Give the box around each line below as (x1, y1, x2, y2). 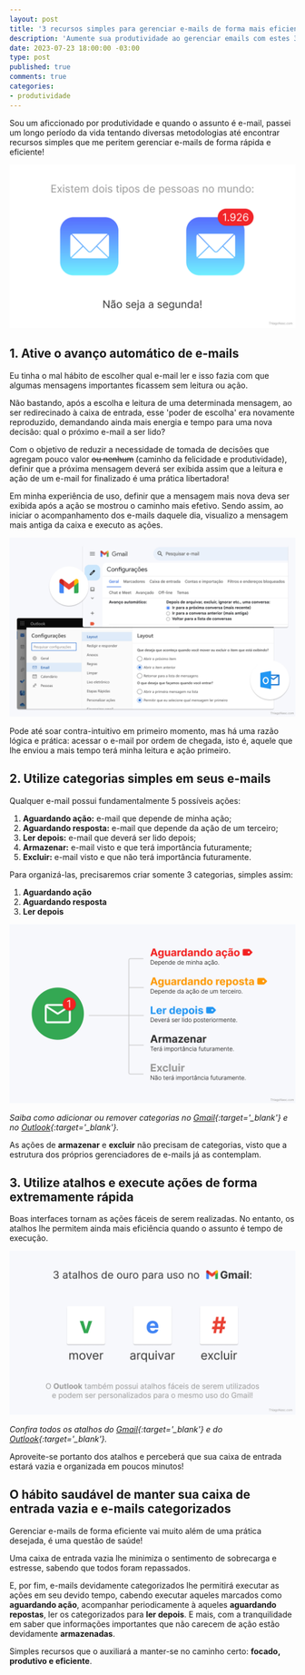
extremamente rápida (9, 1190, 134, 1205)
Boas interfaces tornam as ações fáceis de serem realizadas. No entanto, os (9, 1214, 295, 1224)
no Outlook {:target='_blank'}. (9, 1122, 120, 1133)
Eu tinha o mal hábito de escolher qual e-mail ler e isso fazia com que (9, 370, 270, 381)
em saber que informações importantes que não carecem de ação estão (9, 1618, 280, 1630)
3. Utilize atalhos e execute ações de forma (9, 1175, 258, 1191)
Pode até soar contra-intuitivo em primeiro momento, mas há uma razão (9, 725, 280, 736)
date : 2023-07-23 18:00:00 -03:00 (9, 44, 141, 53)
